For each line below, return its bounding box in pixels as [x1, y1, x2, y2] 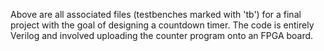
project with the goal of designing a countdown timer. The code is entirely [10, 19, 315, 31]
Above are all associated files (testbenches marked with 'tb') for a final [10, 9, 302, 20]
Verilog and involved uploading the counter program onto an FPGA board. [10, 30, 314, 41]
